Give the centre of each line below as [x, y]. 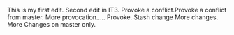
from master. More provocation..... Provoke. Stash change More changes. [113, 17]
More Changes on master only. [52, 24]
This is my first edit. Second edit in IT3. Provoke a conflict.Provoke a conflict [117, 10]
